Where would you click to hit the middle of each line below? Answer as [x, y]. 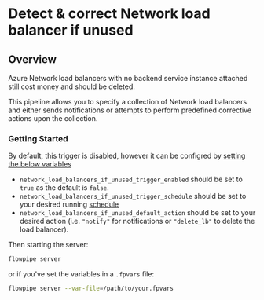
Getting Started [38, 138]
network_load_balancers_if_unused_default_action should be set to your [137, 213]
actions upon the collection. [53, 118]
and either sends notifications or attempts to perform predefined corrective [130, 110]
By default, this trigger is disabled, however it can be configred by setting [127, 156]
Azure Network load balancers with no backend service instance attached [128, 78]
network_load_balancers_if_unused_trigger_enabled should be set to [131, 179]
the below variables [40, 164]
